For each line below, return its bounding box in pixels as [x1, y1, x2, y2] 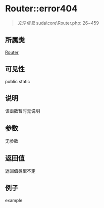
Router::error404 [5, 3, 78, 14]
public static [5, 78, 31, 84]
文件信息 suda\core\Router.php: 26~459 [17, 20, 99, 26]
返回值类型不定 [5, 168, 36, 174]
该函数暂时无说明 [5, 108, 40, 114]
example [5, 197, 23, 203]
